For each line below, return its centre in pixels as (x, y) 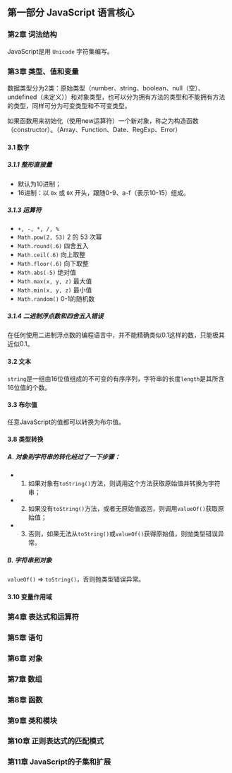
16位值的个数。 (29, 387)
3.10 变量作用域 (30, 597)
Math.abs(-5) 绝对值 (47, 272)
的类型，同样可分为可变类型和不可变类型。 (69, 105)
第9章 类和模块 (32, 721)
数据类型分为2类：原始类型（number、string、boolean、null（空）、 (106, 88)
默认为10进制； (39, 184)
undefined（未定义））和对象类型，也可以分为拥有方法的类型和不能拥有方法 (116, 97)
